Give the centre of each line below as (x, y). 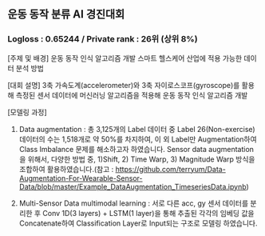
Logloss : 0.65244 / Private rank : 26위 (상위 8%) (103, 39)
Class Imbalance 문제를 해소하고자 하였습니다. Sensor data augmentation (136, 149)
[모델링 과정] (27, 112)
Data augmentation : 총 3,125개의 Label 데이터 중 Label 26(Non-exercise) (137, 129)
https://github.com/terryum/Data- (171, 169)
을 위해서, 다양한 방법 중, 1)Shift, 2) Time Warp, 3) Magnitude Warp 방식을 (137, 159)
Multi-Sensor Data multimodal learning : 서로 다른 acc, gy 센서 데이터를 (134, 203)
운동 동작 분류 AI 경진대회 (66, 14)
